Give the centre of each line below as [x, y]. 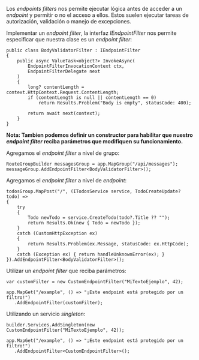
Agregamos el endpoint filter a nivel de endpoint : [67, 180]
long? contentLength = [56, 87]
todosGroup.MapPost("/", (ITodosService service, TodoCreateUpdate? [94, 191]
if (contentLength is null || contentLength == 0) [92, 98]
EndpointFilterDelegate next [64, 71]
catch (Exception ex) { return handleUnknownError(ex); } [91, 254]
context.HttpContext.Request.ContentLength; [63, 92]
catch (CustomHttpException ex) [57, 233]
